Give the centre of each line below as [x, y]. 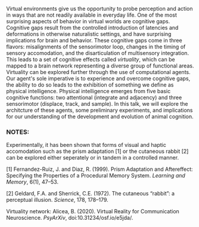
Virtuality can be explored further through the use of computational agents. [98, 72]
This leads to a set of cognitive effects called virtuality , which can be [91, 59]
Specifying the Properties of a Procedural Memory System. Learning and [96, 176]
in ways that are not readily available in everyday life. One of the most [92, 15]
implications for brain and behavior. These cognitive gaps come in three [94, 40]
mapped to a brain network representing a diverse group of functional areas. [100, 66]
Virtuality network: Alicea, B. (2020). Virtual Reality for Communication [93, 211]
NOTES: [18, 132]
